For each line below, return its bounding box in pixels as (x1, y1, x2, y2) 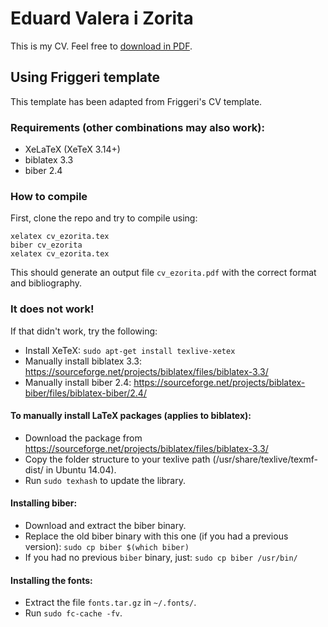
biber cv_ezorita (10, 240, 83, 251)
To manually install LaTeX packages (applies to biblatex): (10, 410, 252, 422)
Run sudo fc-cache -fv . (24, 607, 123, 619)
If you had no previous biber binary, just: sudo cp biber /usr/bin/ (24, 552, 298, 564)
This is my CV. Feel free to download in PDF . (10, 40, 193, 52)
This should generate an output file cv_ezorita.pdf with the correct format (10, 267, 317, 279)
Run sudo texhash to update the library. (24, 474, 186, 486)
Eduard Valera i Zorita (10, 7, 194, 30)
